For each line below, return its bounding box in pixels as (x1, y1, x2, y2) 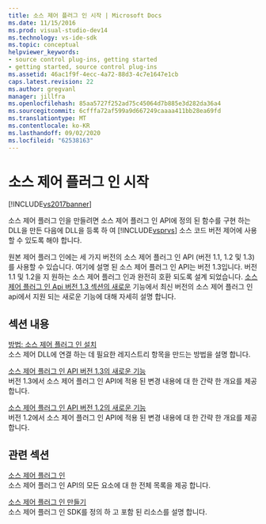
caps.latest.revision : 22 (8, 77, 93, 85)
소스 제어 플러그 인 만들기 (8, 497, 87, 507)
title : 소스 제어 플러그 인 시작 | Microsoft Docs (8, 11, 162, 20)
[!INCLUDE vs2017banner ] (8, 199, 93, 209)
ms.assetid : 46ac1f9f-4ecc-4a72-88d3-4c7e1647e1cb (8, 70, 179, 78)
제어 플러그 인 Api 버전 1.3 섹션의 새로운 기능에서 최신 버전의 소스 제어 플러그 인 (8, 282, 253, 292)
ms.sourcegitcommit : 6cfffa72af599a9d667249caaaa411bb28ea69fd (8, 107, 222, 115)
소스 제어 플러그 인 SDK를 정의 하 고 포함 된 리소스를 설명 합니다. (8, 507, 207, 517)
